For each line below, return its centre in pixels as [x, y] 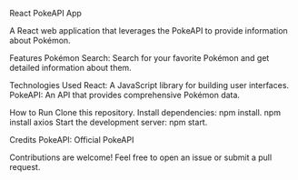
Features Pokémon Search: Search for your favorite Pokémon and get [139, 58]
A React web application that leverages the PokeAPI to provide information [149, 30]
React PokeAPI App [45, 13]
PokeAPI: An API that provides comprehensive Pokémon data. [125, 95]
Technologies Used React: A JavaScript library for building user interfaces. [149, 85]
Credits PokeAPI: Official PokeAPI [72, 140]
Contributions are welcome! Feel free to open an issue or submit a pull [141, 157]
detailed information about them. [70, 68]
